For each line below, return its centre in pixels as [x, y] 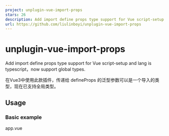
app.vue [14, 128]
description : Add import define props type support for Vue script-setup [85, 19]
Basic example [24, 117]
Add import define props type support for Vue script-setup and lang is [78, 63]
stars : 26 [16, 15]
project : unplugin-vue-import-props [44, 10]
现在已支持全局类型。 [36, 86]
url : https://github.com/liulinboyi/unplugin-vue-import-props [73, 24]
